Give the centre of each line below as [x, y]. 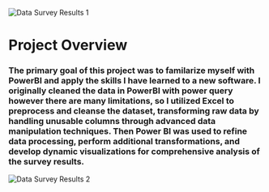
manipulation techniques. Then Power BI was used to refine [128, 131]
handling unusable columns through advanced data [112, 122]
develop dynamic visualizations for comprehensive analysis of [134, 151]
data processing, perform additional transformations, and [124, 142]
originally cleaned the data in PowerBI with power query [121, 91]
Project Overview [68, 45]
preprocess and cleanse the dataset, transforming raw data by [134, 111]
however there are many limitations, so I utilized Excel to [122, 101]
